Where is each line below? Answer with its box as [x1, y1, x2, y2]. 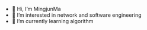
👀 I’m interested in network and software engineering [11, 12, 142, 18]
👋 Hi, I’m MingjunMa [11, 6, 61, 12]
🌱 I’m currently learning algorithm [11, 18, 94, 24]
